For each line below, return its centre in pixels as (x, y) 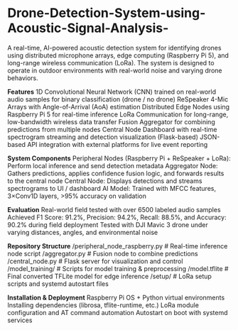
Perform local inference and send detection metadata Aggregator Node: (113, 165)
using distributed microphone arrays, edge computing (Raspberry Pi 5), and (118, 55)
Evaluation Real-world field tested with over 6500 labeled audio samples (114, 209)
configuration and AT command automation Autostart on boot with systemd (118, 312)
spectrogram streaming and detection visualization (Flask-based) (103, 137)
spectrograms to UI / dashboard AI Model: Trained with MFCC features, (112, 188)
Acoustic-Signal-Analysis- (88, 28)
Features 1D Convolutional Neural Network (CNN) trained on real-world (112, 92)
